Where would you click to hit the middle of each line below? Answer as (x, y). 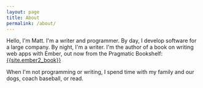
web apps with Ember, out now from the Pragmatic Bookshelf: (85, 54)
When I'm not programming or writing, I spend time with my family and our (100, 72)
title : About (23, 18)
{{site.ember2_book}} (34, 60)
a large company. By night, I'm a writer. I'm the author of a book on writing (100, 47)
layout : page (23, 12)
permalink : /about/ (31, 23)
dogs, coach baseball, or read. (45, 79)
